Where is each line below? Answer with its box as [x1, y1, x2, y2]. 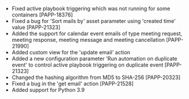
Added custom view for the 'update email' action [11, 49, 131, 55]
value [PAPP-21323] [11, 24, 61, 31]
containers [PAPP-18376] [11, 11, 73, 18]
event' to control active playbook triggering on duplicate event [11, 61, 164, 68]
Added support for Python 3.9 [11, 87, 85, 93]
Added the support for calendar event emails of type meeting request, [11, 30, 183, 37]
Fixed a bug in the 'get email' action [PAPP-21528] [11, 80, 134, 87]
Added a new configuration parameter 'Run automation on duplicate [11, 55, 178, 62]
